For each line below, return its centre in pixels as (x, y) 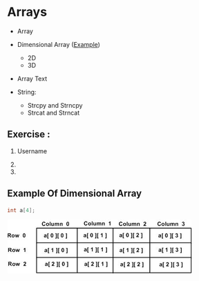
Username (32, 151)
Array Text (32, 78)
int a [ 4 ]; (21, 210)
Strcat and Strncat (54, 113)
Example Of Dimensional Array (75, 194)
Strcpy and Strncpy (55, 105)
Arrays (27, 12)
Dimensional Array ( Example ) (58, 44)
